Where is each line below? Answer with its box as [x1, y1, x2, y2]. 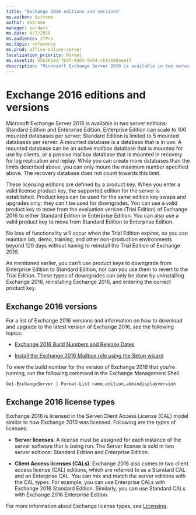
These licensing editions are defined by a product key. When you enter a [6, 181, 181, 188]
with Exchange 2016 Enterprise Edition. [14, 491, 109, 498]
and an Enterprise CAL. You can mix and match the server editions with [14, 472, 186, 479]
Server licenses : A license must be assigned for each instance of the [14, 436, 181, 443]
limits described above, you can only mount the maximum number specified [6, 163, 188, 170]
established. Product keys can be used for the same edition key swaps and [6, 194, 187, 201]
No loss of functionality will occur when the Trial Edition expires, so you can [6, 229, 188, 237]
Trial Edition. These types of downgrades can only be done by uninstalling [6, 272, 185, 279]
